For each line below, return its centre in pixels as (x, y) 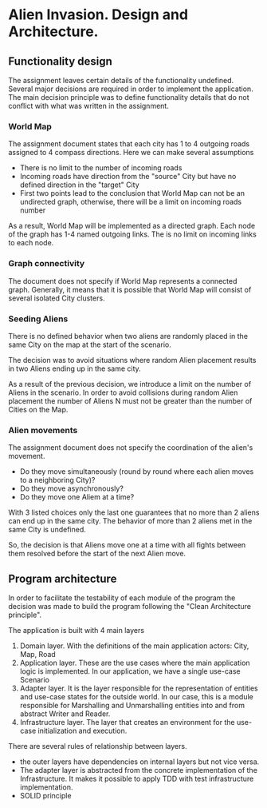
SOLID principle (45, 796)
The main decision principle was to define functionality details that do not (129, 97)
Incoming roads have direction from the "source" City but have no (128, 177)
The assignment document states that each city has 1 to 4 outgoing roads (129, 144)
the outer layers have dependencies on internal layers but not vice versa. (139, 762)
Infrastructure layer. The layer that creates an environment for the (127, 722)
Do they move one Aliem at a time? (77, 497)
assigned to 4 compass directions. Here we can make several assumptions (131, 153)
